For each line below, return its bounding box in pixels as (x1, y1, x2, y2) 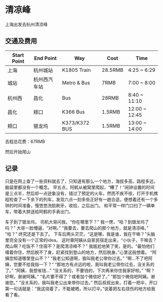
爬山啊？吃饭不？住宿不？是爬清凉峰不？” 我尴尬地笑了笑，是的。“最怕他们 (5, 243, 155, 249)
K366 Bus (62, 108, 85, 115)
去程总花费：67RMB (5, 138, 45, 144)
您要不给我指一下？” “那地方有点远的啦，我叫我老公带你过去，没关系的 (13, 261, 155, 267)
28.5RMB (101, 67, 124, 73)
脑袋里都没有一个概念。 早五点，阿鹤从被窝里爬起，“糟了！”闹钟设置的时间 (5, 184, 155, 190)
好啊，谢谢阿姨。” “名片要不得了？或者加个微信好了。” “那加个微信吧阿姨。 (5, 273, 151, 279)
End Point (33, 54, 57, 61)
